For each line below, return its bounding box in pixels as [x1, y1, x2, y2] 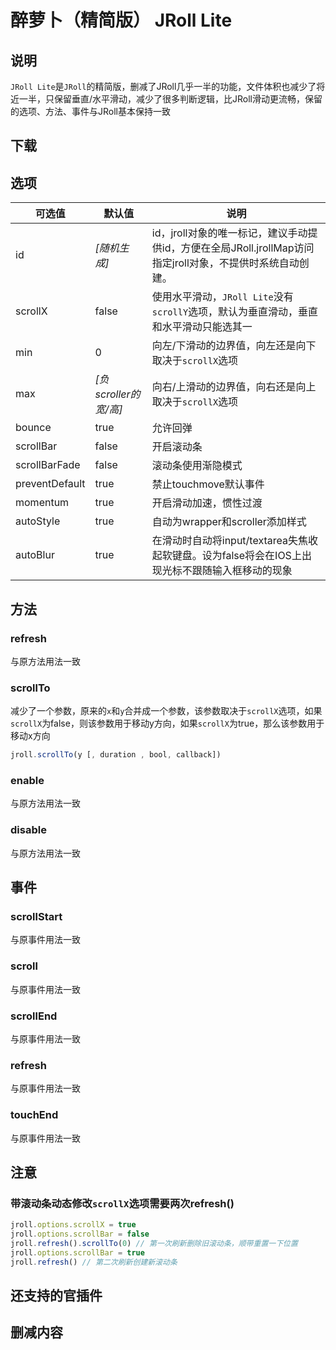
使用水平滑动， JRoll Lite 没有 [151, 290, 294, 304]
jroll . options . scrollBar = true [10, 1247, 145, 1258]
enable [10, 773, 45, 787]
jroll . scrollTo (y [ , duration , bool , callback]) [10, 750, 222, 760]
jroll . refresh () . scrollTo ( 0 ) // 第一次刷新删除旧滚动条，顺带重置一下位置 [10, 1238, 298, 1248]
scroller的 [94, 387, 141, 401]
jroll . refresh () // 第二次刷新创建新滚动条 [10, 1257, 178, 1267]
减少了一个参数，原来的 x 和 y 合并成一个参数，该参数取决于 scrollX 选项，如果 [10, 705, 323, 717]
